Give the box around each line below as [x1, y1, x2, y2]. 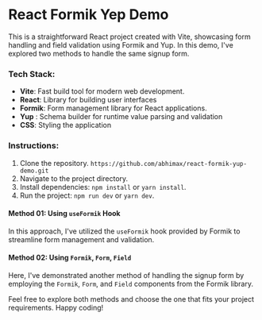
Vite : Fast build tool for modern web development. [19, 87, 185, 96]
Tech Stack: [8, 68, 56, 79]
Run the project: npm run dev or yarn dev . [19, 191, 155, 200]
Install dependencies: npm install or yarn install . [19, 182, 187, 191]
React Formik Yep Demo [8, 6, 169, 24]
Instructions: [8, 141, 60, 152]
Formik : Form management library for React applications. [19, 103, 208, 113]
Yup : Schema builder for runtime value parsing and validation [19, 112, 223, 121]
